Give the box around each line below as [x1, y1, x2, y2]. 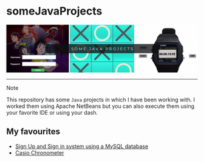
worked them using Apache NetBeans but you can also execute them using [6, 102, 195, 110]
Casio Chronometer [15, 149, 64, 156]
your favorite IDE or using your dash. [6, 109, 98, 116]
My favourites [6, 126, 61, 137]
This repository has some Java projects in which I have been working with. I [6, 96, 195, 103]
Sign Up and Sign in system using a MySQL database [15, 143, 149, 150]
